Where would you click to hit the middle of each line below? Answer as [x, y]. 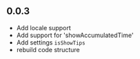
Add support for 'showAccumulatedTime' [75, 35]
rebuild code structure [48, 49]
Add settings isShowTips [51, 42]
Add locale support [44, 27]
